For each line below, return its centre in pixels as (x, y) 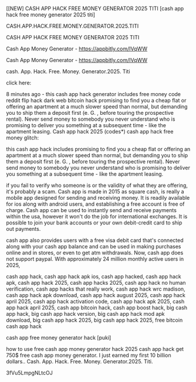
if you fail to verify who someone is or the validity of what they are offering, (97, 185)
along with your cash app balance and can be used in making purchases (94, 246)
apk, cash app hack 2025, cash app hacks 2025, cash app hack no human (96, 283)
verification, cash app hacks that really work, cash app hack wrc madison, (96, 289)
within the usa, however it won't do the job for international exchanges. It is (97, 216)
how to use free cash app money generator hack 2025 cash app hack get (95, 349)
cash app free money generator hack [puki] (59, 337)
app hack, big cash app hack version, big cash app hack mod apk (86, 314)
